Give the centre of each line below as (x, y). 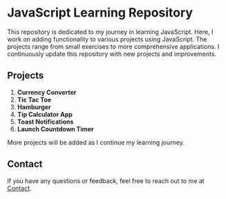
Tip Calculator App (45, 114)
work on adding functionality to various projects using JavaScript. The (107, 39)
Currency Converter (47, 92)
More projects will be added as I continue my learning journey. (96, 142)
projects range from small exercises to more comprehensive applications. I (113, 46)
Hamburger (34, 107)
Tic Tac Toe (34, 99)
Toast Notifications (45, 122)
